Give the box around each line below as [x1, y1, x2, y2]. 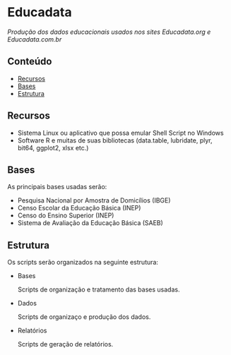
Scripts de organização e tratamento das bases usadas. [17, 285, 180, 294]
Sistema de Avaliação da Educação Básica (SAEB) [17, 219, 164, 227]
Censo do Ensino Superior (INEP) [17, 211, 114, 219]
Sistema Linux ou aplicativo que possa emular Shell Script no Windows [17, 128, 224, 137]
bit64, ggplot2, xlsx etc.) [17, 143, 89, 152]
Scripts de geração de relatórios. [17, 340, 114, 349]
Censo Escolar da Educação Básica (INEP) [17, 204, 141, 212]
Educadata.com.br [7, 35, 62, 43]
